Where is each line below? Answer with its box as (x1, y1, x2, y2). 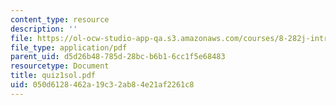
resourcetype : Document (10, 61, 110, 71)
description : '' (10, 24, 78, 34)
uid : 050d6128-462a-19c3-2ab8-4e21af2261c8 (10, 80, 195, 90)
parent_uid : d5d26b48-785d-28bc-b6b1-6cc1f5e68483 (10, 52, 226, 62)
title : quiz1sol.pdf (10, 71, 97, 81)
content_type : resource (10, 14, 110, 25)
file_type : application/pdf (10, 42, 128, 53)
